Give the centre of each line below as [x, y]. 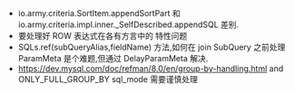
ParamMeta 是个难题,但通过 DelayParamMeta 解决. [113, 58]
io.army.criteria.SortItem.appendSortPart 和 [99, 13]
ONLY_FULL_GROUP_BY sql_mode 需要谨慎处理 [108, 79]
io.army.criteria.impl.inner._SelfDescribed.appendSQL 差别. [128, 24]
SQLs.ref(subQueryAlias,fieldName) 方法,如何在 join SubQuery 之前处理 [152, 47]
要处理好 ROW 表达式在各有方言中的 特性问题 [103, 36]
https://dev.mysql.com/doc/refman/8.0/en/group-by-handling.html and [151, 69]
